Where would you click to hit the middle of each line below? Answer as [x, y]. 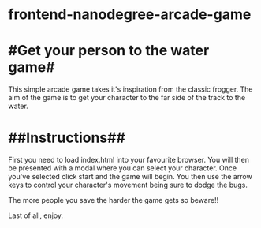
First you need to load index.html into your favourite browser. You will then [129, 160]
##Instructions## [67, 138]
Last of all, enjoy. [36, 215]
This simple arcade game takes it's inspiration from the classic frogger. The [131, 89]
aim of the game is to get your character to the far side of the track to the [127, 98]
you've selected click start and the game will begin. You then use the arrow [130, 177]
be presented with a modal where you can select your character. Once [123, 168]
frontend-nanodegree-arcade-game [130, 15]
